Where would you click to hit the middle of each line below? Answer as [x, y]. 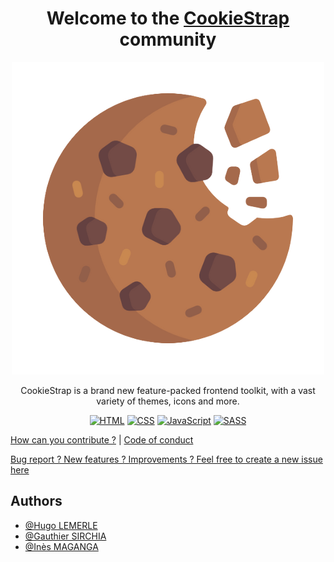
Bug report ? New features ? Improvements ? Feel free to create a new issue [166, 459]
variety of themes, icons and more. [168, 401]
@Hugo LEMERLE [61, 525]
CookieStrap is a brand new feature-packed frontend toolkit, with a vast [168, 390]
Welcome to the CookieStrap [168, 18]
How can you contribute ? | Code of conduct [102, 439]
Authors [36, 501]
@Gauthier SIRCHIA [65, 536]
